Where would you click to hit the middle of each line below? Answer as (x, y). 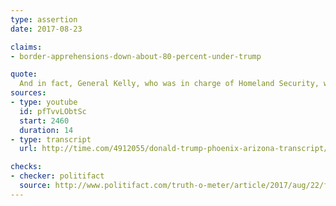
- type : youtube (44, 102)
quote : (24, 74)
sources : (28, 93)
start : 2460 (44, 121)
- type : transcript (51, 139)
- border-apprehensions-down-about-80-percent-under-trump (136, 56)
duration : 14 (46, 130)
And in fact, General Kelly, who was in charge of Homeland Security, (169, 84)
